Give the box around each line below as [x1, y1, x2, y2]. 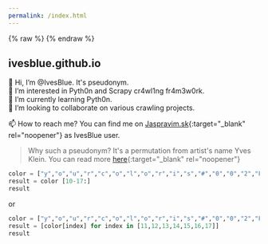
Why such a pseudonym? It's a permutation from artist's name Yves [27, 146, 251, 155]
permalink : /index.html [8, 11, 88, 20]
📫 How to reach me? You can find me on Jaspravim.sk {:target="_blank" [8, 119, 246, 128]
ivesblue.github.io [8, 57, 101, 70]
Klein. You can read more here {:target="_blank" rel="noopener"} [27, 155, 241, 164]
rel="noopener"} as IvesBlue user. [8, 131, 120, 140]
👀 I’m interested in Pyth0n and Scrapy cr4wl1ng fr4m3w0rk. [8, 86, 205, 96]
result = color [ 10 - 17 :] [8, 177, 91, 186]
